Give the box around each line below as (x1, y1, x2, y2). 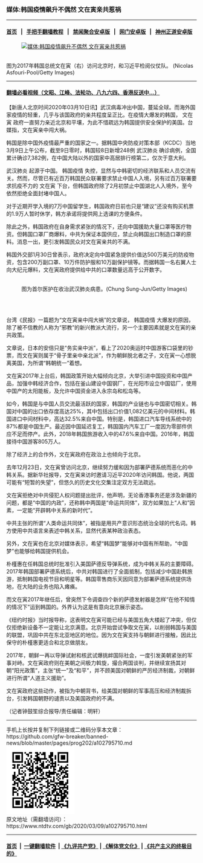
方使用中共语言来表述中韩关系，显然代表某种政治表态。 (6, 527, 144, 534)
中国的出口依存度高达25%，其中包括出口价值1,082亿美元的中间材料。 (16, 407, 190, 415)
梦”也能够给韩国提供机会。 (6, 547, 72, 554)
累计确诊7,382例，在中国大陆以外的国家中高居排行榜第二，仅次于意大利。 (6, 154, 189, 161)
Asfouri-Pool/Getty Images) (6, 68, 75, 76)
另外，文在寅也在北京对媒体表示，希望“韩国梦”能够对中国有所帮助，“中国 (6, 540, 188, 547)
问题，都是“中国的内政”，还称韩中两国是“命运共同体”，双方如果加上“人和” (6, 499, 190, 506)
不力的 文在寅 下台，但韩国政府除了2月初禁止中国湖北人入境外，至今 (22, 182, 193, 189)
